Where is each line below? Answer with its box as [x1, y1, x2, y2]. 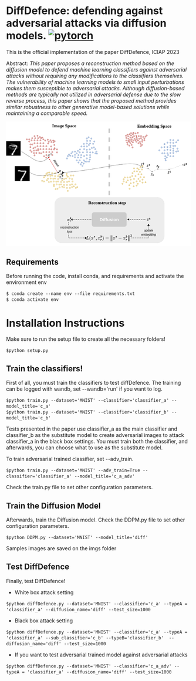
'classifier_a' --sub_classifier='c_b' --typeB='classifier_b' [6, 635, 164, 641]
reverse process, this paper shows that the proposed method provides [6, 97, 177, 104]
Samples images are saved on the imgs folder [6, 545, 117, 552]
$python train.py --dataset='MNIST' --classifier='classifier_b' [6, 409, 169, 415]
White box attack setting [14, 588, 74, 596]
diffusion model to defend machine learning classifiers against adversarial [6, 66, 187, 73]
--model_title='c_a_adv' [74, 473, 135, 479]
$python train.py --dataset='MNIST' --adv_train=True [6, 467, 141, 473]
